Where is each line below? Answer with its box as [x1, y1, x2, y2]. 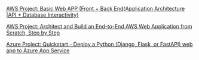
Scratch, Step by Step [6, 29, 60, 36]
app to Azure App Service [6, 47, 70, 54]
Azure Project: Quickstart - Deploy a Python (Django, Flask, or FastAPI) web [6, 41, 193, 48]
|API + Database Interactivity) [6, 11, 79, 18]
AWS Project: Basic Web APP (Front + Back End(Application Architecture [6, 5, 185, 12]
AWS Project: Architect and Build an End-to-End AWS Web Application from [6, 23, 192, 30]
